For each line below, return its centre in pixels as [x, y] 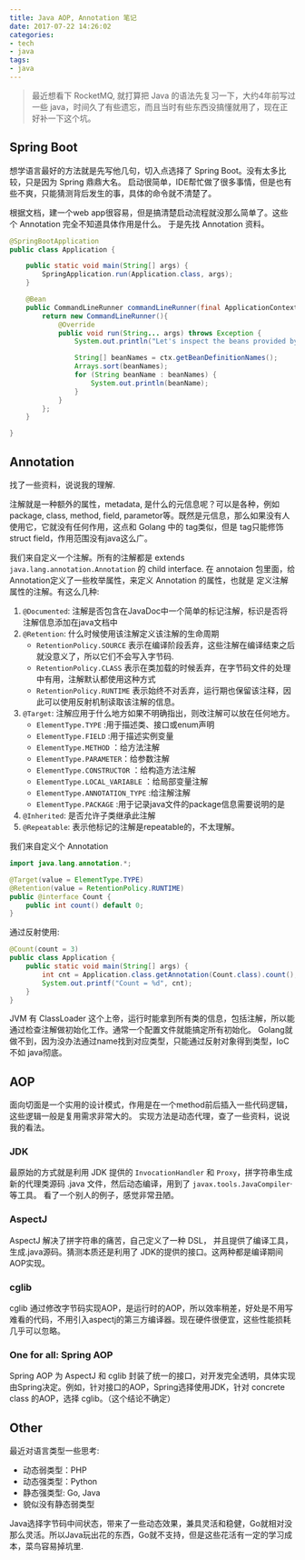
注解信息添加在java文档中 [70, 622]
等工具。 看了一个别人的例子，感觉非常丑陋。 [94, 1195]
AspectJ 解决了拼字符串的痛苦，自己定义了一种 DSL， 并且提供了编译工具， [151, 1240]
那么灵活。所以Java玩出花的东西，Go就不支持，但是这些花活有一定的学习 [147, 1535]
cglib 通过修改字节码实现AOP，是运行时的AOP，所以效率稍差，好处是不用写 [151, 1308]
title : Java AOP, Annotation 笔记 [74, 18]
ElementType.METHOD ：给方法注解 [98, 747]
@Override [76, 325]
